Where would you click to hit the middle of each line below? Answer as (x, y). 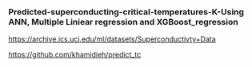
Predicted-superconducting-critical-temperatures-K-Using (126, 12)
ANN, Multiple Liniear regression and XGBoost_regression (123, 22)
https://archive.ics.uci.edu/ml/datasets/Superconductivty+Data (112, 39)
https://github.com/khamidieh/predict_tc (75, 55)
